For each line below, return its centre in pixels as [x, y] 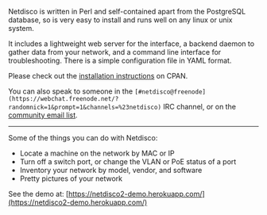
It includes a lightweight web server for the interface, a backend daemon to [132, 44]
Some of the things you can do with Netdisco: [83, 138]
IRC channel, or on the [199, 107]
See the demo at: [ [39, 194]
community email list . [43, 115]
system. [21, 28]
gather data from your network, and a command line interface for [115, 52]
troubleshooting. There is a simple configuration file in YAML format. [120, 60]
